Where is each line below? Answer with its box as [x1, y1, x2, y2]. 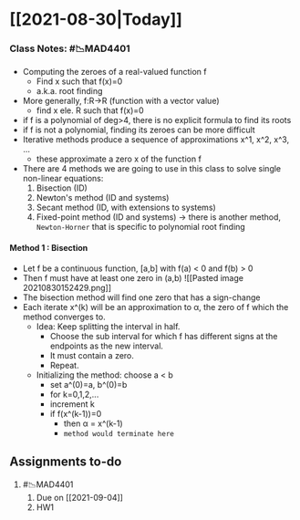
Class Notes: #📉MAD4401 [9, 42, 130, 55]
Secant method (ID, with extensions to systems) [36, 202, 216, 213]
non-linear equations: [22, 173, 104, 184]
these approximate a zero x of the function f [36, 153, 202, 164]
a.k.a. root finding [36, 86, 103, 97]
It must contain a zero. [49, 349, 135, 360]
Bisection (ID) [36, 182, 88, 193]
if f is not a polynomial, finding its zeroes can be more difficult [22, 124, 255, 136]
